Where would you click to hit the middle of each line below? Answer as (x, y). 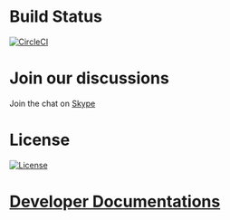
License (40, 140)
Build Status (56, 17)
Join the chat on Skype (53, 103)
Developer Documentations (115, 202)
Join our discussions (89, 78)
